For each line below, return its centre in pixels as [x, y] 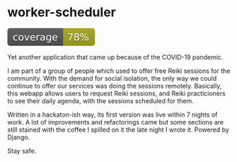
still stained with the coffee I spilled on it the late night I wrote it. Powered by [118, 129]
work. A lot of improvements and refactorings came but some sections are [116, 122]
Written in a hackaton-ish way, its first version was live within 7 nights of [112, 115]
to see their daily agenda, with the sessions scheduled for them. [101, 100]
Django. [19, 137]
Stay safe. [22, 151]
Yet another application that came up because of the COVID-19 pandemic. [115, 57]
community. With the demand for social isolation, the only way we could [112, 78]
